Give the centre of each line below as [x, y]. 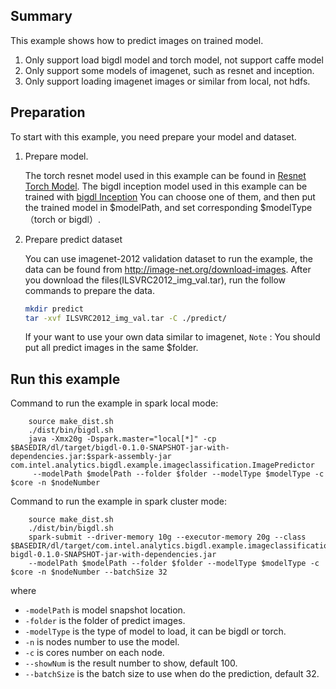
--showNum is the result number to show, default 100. [131, 663]
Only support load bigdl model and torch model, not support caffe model [174, 60]
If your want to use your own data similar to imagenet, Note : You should [172, 337]
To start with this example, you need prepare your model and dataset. [153, 136]
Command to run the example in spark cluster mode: [118, 501]
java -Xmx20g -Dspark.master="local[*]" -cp [122, 439]
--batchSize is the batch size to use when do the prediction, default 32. [172, 674]
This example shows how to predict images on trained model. [137, 40]
